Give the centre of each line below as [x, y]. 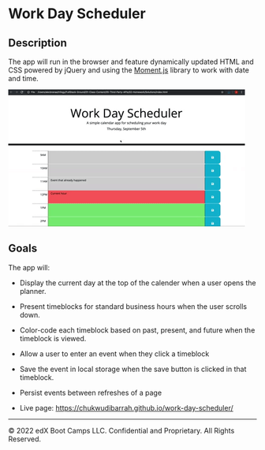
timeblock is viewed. [53, 338]
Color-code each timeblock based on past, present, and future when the [137, 330]
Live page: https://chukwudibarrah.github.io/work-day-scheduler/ [127, 407]
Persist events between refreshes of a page [91, 392]
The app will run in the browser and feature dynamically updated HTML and [131, 61]
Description [37, 43]
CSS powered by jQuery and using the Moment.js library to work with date [129, 70]
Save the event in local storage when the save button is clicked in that [133, 369]
